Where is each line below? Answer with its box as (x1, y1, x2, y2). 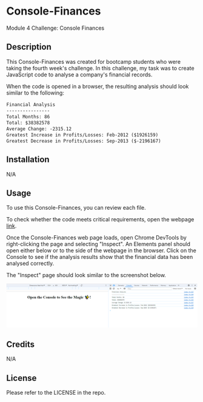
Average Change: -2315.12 (6, 126, 72, 132)
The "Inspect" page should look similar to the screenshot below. (6, 272, 167, 279)
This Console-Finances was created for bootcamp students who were (6, 58, 181, 65)
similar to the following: (6, 89, 65, 96)
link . (6, 223, 17, 230)
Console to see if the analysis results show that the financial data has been (6, 253, 193, 261)
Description (6, 42, 52, 52)
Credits (6, 339, 35, 349)
